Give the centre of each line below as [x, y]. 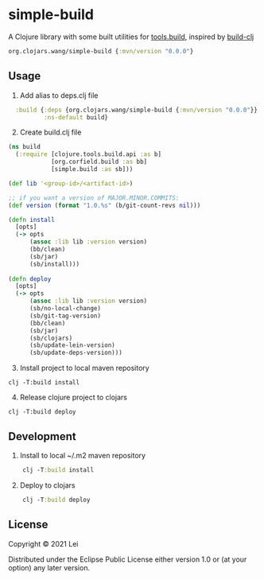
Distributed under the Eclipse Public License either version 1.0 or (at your [128, 559]
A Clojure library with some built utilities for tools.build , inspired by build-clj [131, 37]
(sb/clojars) [51, 338]
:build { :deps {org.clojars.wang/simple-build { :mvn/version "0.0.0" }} [137, 110]
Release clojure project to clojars [73, 397]
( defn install [32, 220]
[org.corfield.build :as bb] [99, 162]
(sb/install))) [54, 264]
